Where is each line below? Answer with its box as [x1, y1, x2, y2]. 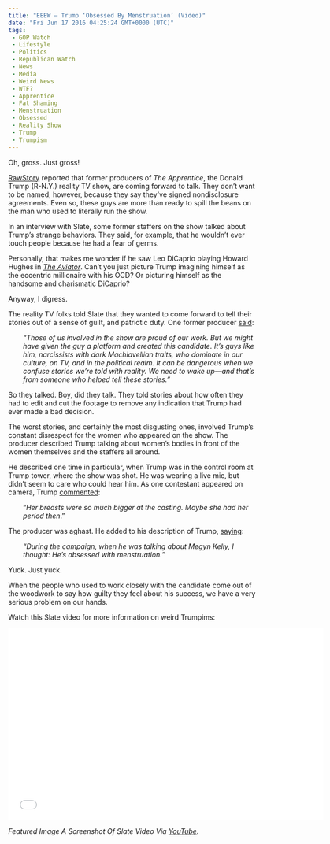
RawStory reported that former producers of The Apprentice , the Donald [8, 172, 243, 182]
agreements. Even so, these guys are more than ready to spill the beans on [8, 198, 252, 207]
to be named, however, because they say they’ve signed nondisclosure [8, 190, 239, 199]
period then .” [23, 511, 65, 520]
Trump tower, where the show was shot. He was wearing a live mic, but [8, 470, 239, 480]
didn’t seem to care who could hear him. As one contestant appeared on [8, 479, 243, 488]
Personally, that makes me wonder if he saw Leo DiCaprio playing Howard [8, 254, 249, 263]
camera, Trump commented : [8, 487, 101, 497]
